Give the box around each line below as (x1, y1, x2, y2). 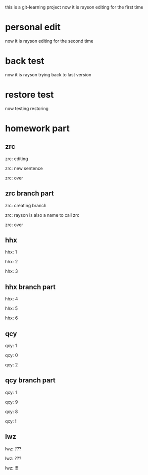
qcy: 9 (5, 399, 18, 405)
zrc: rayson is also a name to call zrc (5, 212, 80, 218)
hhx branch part (5, 283, 56, 291)
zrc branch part (5, 189, 54, 198)
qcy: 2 (5, 362, 18, 368)
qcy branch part (5, 376, 56, 385)
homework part (5, 123, 70, 134)
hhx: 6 (5, 315, 18, 321)
